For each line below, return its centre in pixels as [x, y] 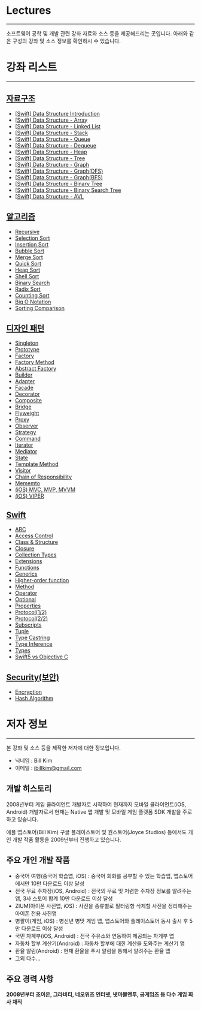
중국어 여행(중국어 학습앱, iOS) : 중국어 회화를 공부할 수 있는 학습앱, [93, 875]
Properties [28, 606]
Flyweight [27, 413]
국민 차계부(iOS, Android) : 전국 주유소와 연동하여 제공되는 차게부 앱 [95, 935]
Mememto [28, 483]
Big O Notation [33, 302]
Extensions [28, 561]
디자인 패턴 [25, 328]
